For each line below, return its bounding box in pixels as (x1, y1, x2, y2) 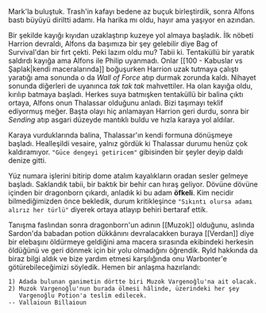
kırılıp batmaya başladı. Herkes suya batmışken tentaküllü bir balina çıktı (8, 90, 244, 99)
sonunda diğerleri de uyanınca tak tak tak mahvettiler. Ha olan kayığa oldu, (8, 81, 253, 91)
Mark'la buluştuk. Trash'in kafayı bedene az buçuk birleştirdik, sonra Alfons (8, 7, 255, 16)
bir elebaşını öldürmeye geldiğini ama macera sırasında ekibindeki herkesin (8, 238, 254, 246)
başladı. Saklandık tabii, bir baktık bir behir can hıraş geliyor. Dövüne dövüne (8, 180, 258, 189)
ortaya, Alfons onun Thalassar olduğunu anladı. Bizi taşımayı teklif (8, 99, 224, 107)
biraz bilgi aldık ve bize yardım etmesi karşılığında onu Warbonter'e (8, 254, 228, 263)
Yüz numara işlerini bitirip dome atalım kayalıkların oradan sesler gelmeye (8, 171, 249, 180)
